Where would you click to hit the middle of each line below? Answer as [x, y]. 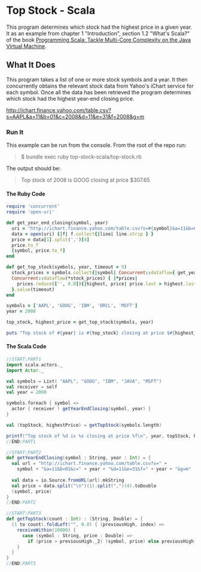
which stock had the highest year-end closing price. [70, 98]
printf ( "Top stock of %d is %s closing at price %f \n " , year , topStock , [99, 436]
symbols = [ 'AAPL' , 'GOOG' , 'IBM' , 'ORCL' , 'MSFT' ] [72, 306]
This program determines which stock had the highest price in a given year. [99, 27]
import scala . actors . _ [34, 365]
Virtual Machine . [26, 46]
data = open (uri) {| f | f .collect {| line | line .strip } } [83, 234]
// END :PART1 [21, 441]
